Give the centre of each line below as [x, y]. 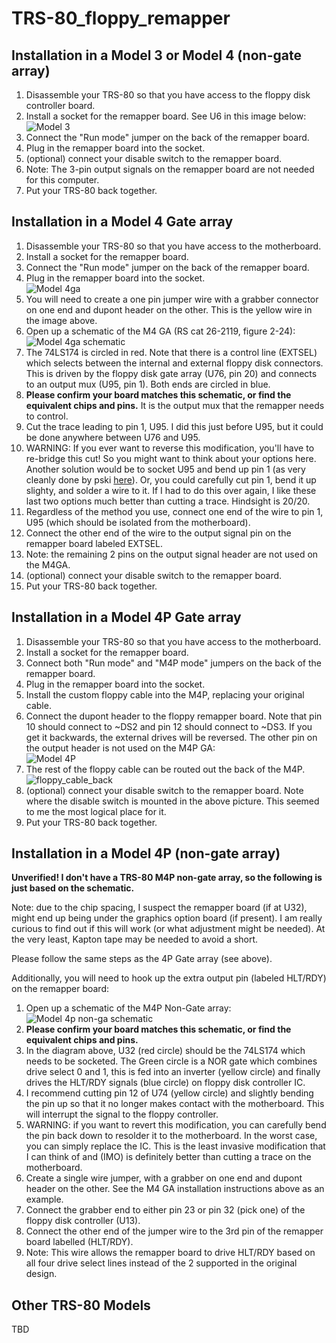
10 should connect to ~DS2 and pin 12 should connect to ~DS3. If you [169, 726]
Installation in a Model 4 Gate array [122, 222]
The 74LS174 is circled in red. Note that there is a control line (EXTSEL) [171, 352]
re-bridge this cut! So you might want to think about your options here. [171, 458]
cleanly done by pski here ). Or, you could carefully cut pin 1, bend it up [171, 479]
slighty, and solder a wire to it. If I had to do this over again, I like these [171, 490]
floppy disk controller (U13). [83, 1221]
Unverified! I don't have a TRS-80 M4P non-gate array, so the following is [167, 878]
